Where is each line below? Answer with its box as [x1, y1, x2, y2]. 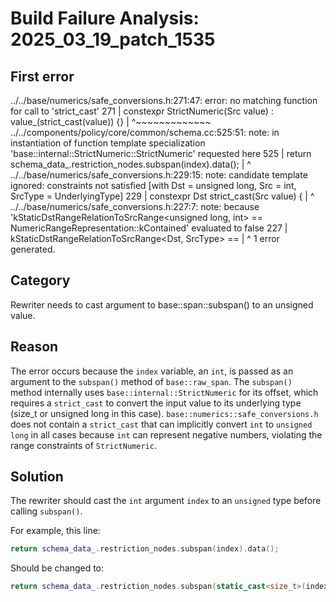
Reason [10, 338, 59, 356]
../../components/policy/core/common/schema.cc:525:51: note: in [10, 127, 280, 138]
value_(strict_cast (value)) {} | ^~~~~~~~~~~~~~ [10, 116, 212, 127]
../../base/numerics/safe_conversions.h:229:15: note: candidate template [10, 169, 308, 181]
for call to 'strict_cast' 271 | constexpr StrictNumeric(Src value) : [10, 105, 274, 117]
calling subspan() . [10, 505, 83, 517]
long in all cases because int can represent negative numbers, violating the [10, 428, 323, 441]
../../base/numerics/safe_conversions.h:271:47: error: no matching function [10, 95, 318, 106]
